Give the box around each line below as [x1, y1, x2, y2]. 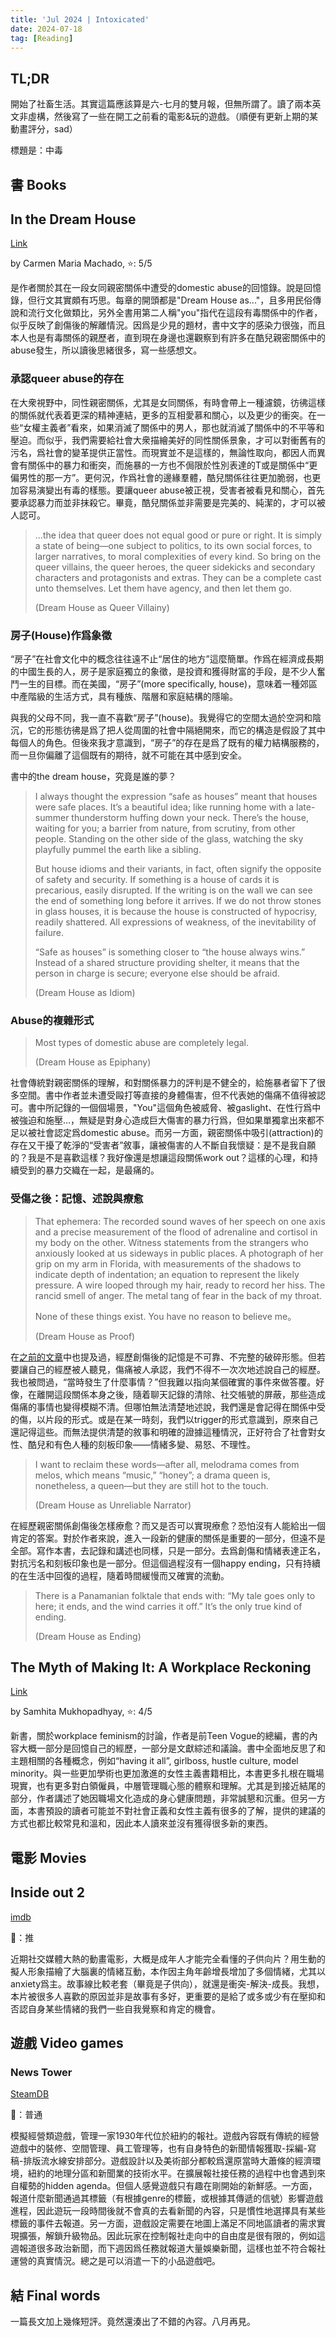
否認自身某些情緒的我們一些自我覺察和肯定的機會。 [10, 2002, 221, 2015]
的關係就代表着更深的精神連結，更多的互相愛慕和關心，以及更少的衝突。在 [10, 409, 317, 421]
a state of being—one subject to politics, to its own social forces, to [34, 539, 313, 551]
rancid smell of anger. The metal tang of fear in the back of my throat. [34, 1289, 323, 1301]
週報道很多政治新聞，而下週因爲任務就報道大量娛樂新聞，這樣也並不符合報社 [10, 2242, 326, 2255]
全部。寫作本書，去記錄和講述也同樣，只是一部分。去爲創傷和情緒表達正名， [10, 1544, 326, 1556]
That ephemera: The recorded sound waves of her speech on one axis [34, 1215, 326, 1227]
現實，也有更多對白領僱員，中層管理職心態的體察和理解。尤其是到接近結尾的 [10, 1780, 326, 1792]
